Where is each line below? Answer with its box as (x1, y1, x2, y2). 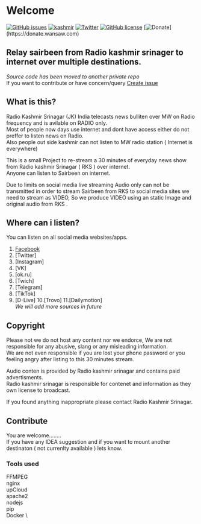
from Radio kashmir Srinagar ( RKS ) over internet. (6, 163, 131, 170)
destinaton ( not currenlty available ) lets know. (6, 444, 122, 452)
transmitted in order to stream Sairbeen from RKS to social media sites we (6, 188, 190, 195)
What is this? (6, 97, 57, 107)
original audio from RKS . (6, 200, 68, 207)
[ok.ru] (14, 271, 32, 278)
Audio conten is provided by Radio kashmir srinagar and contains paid (6, 367, 181, 374)
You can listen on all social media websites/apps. (6, 233, 128, 241)
